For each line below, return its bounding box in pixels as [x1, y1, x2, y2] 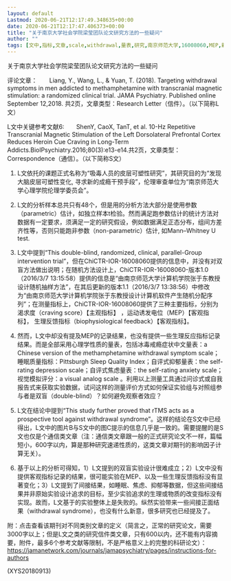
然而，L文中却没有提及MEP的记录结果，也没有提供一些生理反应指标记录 [16, 332, 221, 340]
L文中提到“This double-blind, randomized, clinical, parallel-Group [16, 249, 203, 256]
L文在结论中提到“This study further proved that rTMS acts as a [16, 407, 195, 414]
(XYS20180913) [7, 567, 52, 575]
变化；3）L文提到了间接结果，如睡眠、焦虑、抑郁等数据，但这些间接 [23, 481, 218, 489]
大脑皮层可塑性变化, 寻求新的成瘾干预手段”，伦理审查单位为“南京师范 [16, 178, 213, 185]
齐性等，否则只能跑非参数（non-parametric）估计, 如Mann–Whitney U [16, 227, 217, 234]
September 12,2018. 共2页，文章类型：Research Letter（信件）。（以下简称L [7, 100, 219, 107]
